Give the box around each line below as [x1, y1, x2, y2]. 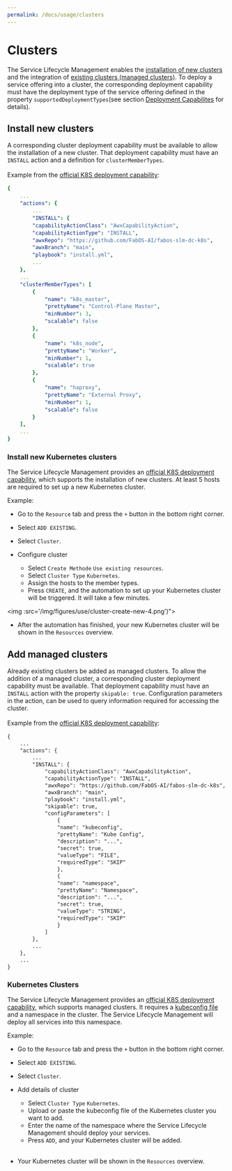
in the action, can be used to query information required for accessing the [7, 697, 219, 705]
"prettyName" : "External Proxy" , [44, 391, 141, 398]
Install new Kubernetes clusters [7, 452, 117, 462]
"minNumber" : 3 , [44, 311, 92, 318]
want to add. [27, 1114, 64, 1122]
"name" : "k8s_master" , [44, 295, 111, 303]
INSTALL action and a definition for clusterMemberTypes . [7, 156, 164, 164]
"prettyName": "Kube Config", [56, 831, 145, 838]
